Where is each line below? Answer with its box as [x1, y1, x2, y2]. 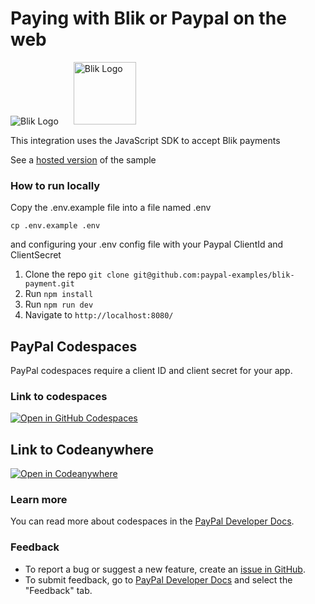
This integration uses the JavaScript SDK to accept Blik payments [10, 134, 281, 146]
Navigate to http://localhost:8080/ [24, 309, 174, 321]
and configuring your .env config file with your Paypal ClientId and [10, 238, 284, 251]
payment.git [24, 279, 75, 289]
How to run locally [10, 178, 101, 192]
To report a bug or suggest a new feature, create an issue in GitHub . [24, 563, 306, 575]
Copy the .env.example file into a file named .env [10, 202, 212, 214]
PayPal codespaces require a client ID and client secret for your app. [10, 365, 293, 377]
